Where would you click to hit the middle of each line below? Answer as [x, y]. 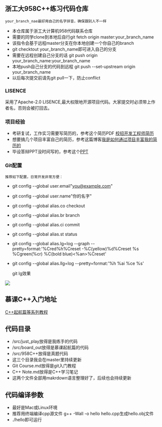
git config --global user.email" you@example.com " [62, 186]
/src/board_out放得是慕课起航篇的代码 [50, 348]
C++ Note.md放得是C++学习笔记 [45, 372]
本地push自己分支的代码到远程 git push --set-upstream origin [74, 66]
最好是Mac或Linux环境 [35, 408]
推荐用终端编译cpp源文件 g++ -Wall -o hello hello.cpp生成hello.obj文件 [83, 414]
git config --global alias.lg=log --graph [51, 243]
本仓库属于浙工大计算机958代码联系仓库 [52, 31]
